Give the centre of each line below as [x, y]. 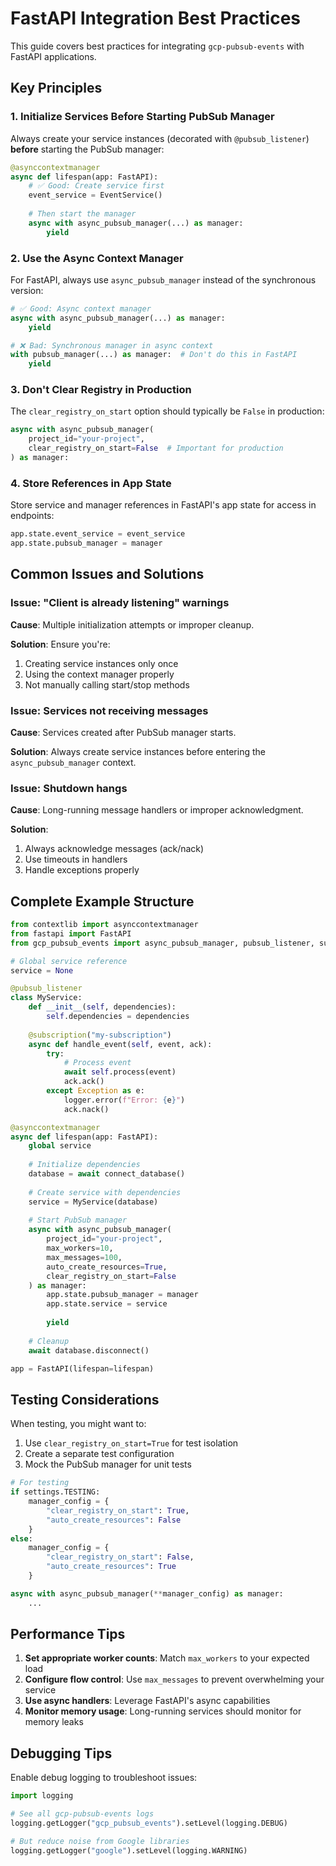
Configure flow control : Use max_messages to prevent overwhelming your [174, 1679]
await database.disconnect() [89, 1350]
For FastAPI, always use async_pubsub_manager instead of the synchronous [163, 279]
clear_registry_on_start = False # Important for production [156, 448]
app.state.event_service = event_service [98, 534]
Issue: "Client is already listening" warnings [120, 603]
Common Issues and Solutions [107, 574]
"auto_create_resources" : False [114, 1520]
